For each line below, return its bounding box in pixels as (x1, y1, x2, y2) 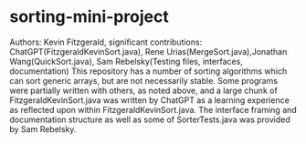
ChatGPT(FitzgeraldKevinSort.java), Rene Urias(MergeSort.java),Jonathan (9, 46, 288, 57)
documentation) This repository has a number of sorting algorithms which (9, 66, 288, 77)
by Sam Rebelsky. (9, 123, 77, 134)
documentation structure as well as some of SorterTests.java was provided (9, 114, 290, 125)
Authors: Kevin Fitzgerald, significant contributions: (9, 36, 203, 47)
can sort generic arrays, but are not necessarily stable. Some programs (9, 75, 279, 86)
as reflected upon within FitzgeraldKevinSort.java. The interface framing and (9, 104, 297, 115)
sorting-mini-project (9, 6, 169, 27)
